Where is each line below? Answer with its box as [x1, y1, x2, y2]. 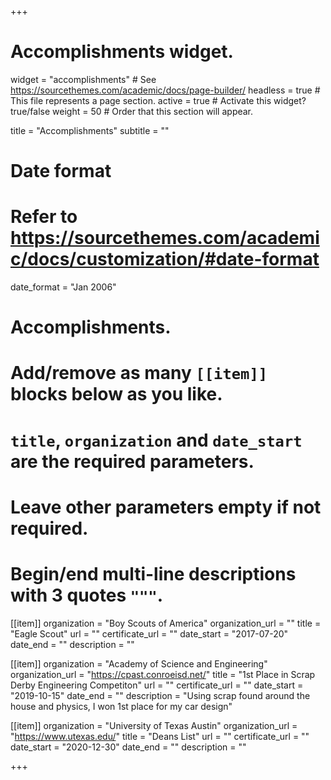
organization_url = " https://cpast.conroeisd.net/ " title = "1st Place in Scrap [10, 668, 316, 680]
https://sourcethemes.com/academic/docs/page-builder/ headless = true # [10, 84, 321, 96]
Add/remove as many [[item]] [10, 362, 268, 385]
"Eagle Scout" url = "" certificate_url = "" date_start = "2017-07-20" [10, 627, 289, 640]
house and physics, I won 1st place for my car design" [10, 700, 233, 712]
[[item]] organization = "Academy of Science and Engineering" [10, 657, 268, 670]
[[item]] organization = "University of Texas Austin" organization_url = [10, 719, 298, 731]
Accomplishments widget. [10, 41, 234, 63]
